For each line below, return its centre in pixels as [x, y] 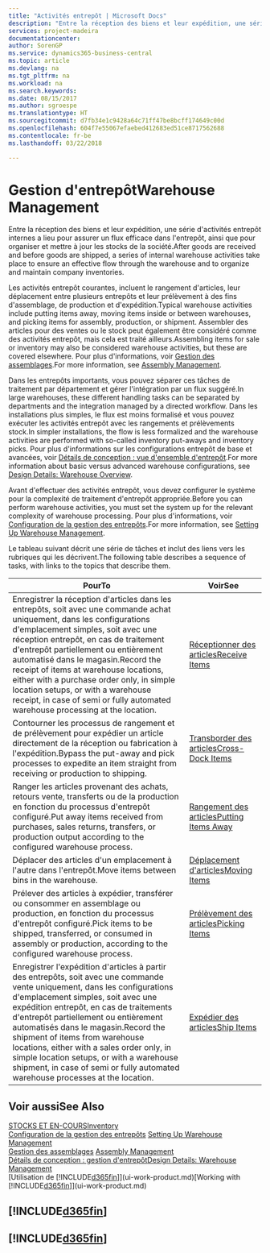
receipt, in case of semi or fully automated [92, 700]
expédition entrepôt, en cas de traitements [92, 1007]
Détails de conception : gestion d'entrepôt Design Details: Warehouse [123, 1160]
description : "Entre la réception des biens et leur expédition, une [127, 23]
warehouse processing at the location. [84, 710]
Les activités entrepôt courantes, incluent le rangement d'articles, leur [125, 288]
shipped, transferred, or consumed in [82, 934]
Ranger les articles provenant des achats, [90, 786]
